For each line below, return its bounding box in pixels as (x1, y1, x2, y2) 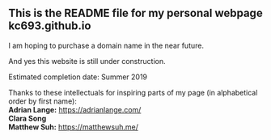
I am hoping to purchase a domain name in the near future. (8, 40, 205, 50)
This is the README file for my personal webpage (8, 6, 263, 20)
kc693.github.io (8, 19, 91, 33)
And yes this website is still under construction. (8, 56, 166, 66)
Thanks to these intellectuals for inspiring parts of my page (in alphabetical (8, 87, 258, 97)
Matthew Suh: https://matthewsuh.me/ (8, 121, 139, 132)
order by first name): (8, 96, 77, 106)
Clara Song (8, 113, 47, 123)
